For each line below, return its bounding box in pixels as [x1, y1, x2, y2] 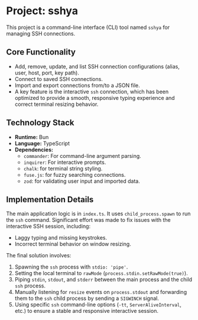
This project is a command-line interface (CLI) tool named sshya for [6, 24, 170, 31]
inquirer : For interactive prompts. [23, 159, 106, 166]
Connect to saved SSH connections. [14, 75, 103, 82]
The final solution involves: [6, 252, 72, 259]
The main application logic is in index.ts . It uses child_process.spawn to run [6, 210, 191, 217]
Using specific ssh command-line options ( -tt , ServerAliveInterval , [14, 301, 182, 308]
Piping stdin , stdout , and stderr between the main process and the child [14, 276, 193, 283]
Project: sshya [6, 4, 79, 18]
